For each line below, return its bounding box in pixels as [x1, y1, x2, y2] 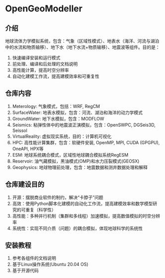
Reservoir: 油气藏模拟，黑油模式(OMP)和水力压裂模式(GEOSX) [12, 158, 140, 164]
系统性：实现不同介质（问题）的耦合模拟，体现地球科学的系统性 [12, 225, 143, 231]
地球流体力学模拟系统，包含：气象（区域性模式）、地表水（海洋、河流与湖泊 [5, 38, 160, 44]
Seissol [12, 127, 27, 133]
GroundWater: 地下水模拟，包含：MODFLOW [12, 115, 105, 121]
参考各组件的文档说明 [12, 255, 56, 261]
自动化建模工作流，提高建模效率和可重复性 [12, 73, 100, 79]
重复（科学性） [25, 207, 56, 213]
